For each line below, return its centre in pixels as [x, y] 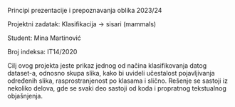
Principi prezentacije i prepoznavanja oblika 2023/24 [85, 10]
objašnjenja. [25, 96]
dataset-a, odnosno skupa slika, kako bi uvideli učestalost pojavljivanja [111, 73]
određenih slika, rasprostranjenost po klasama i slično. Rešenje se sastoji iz [117, 81]
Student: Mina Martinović [45, 38]
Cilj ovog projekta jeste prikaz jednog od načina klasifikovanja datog [107, 66]
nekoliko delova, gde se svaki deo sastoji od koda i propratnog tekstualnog [117, 88]
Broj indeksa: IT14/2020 [42, 52]
